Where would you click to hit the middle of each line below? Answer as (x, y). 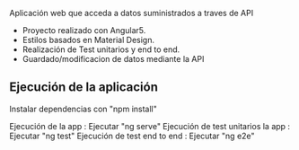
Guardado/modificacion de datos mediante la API (113, 59)
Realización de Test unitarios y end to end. (101, 49)
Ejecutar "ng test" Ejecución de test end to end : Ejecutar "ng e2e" (132, 136)
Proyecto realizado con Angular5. (84, 30)
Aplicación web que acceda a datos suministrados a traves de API (132, 13)
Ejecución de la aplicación (84, 88)
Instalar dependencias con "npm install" (83, 109)
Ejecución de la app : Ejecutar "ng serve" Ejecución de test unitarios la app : (149, 126)
